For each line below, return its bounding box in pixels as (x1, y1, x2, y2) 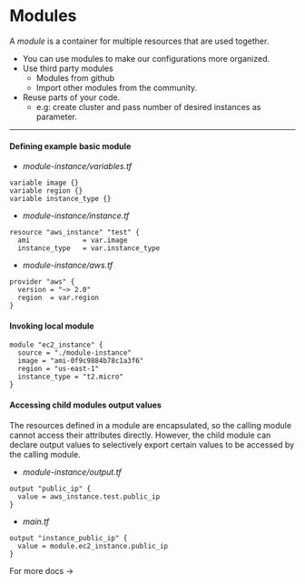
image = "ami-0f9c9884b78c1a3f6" (17, 357, 144, 366)
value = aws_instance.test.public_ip (17, 492, 161, 501)
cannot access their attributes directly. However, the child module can (9, 429, 271, 440)
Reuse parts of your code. (22, 92, 121, 103)
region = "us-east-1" (17, 365, 100, 374)
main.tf (22, 516, 50, 527)
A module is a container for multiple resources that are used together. (9, 35, 270, 46)
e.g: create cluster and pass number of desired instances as (35, 101, 261, 112)
